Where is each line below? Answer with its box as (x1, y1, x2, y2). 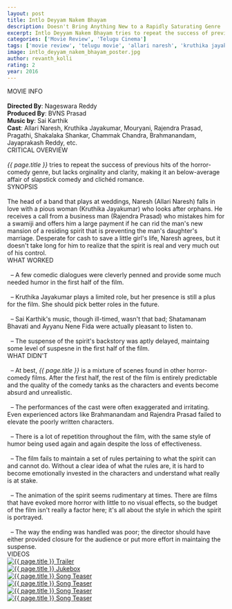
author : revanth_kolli (7, 55, 72, 62)
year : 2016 (7, 68, 39, 75)
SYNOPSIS (7, 182, 38, 191)
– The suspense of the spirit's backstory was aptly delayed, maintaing (10, 337, 209, 345)
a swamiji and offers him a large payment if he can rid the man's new (7, 219, 204, 227)
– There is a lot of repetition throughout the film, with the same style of (10, 432, 211, 440)
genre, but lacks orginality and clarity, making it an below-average (32, 167, 220, 176)
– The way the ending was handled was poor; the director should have (10, 527, 211, 536)
